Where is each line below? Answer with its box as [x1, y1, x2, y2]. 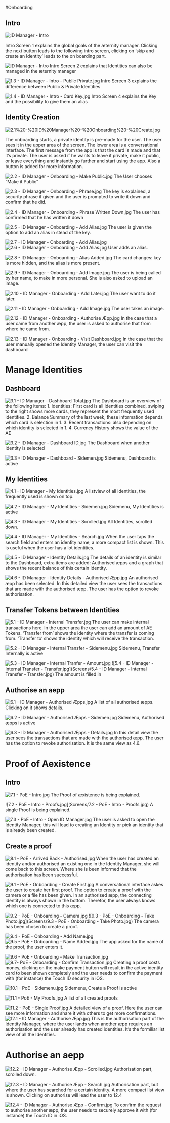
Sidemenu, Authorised [118, 715, 165, 721]
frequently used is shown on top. [5, 493, 74, 500]
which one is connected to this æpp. [5, 903, 81, 909]
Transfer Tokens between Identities [5, 606, 120, 614]
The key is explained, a [103, 188, 151, 194]
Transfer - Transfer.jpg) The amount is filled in [5, 671, 101, 677]
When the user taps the [105, 534, 154, 540]
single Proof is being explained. [5, 807, 71, 813]
